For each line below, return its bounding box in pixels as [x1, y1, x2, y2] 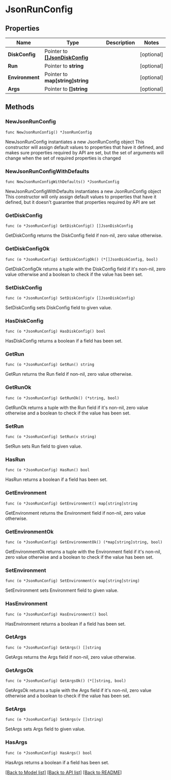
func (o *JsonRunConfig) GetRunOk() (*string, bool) [5, 395, 120, 401]
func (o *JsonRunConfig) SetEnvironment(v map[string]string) [5, 579, 140, 584]
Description [106, 39, 135, 46]
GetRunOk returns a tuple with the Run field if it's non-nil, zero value [5, 404, 149, 410]
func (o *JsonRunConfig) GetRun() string [5, 362, 95, 368]
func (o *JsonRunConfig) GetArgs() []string [5, 645, 101, 650]
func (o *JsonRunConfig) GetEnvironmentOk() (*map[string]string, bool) [5, 539, 163, 545]
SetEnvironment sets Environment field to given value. [5, 587, 119, 593]
